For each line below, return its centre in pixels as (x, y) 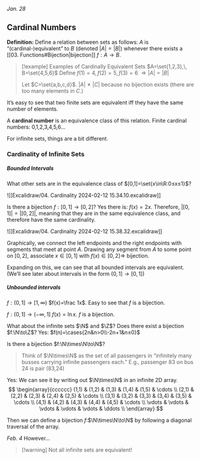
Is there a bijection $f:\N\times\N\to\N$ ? (56, 344)
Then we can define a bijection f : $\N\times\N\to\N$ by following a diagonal (99, 420)
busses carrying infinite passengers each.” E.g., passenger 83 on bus (107, 362)
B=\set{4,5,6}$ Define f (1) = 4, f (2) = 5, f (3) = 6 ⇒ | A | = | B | (95, 73)
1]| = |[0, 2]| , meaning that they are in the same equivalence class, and (94, 213)
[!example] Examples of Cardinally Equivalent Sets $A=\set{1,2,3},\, (104, 66)
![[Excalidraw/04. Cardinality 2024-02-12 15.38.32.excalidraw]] (84, 231)
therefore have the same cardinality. (51, 219)
